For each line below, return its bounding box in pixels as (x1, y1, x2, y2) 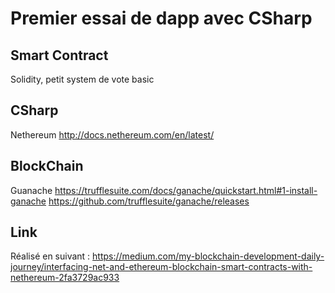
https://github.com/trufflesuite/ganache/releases (48, 195, 250, 207)
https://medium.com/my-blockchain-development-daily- (92, 250, 325, 262)
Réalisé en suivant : (10, 250, 91, 262)
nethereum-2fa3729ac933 (10, 272, 120, 284)
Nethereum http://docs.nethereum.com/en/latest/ (10, 128, 215, 141)
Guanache (10, 184, 53, 196)
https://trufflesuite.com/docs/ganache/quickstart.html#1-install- (54, 184, 318, 196)
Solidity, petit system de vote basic (10, 73, 155, 85)
